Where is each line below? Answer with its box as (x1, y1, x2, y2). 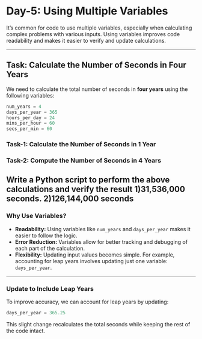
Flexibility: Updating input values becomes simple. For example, (14, 251, 175, 258)
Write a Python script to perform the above (6, 175, 170, 185)
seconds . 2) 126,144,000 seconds (6, 194, 134, 204)
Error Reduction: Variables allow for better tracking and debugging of (14, 238, 188, 245)
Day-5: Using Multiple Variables (6, 4, 168, 18)
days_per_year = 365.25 (6, 309, 66, 316)
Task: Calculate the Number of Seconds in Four (6, 60, 186, 70)
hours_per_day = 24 (6, 114, 55, 121)
